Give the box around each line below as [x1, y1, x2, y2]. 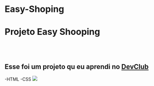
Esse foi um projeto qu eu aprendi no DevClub [4, 62, 149, 71]
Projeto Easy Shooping [4, 26, 100, 38]
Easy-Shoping [4, 3, 65, 15]
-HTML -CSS [4, 76, 32, 82]
